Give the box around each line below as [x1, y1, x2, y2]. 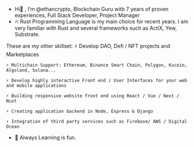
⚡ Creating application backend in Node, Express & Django [6, 108, 154, 114]
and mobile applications [6, 83, 67, 88]
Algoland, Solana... [6, 67, 57, 73]
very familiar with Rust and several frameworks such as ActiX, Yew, [14, 25, 177, 32]
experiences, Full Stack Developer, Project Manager [14, 12, 140, 19]
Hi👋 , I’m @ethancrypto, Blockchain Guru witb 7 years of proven [14, 6, 169, 12]
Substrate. [14, 31, 40, 37]
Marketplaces [6, 51, 39, 58]
